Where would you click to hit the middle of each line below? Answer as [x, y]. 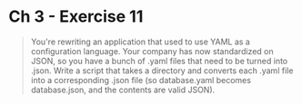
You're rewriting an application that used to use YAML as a [141, 42]
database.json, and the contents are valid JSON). [123, 90]
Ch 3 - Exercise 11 [76, 17]
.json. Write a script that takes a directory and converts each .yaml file [162, 71]
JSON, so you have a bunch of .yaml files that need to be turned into [159, 61]
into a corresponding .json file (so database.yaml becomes [141, 80]
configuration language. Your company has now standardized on [152, 51]
